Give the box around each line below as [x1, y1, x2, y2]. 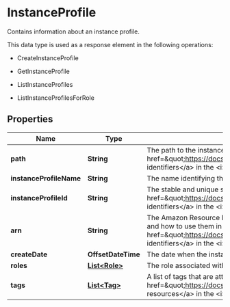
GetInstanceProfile [16, 67, 70, 75]
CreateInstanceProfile [16, 53, 79, 62]
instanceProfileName [10, 173, 81, 183]
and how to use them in [146, 221, 222, 230]
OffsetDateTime [88, 250, 140, 259]
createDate [10, 250, 48, 259]
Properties [7, 114, 53, 125]
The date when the [146, 250, 207, 259]
